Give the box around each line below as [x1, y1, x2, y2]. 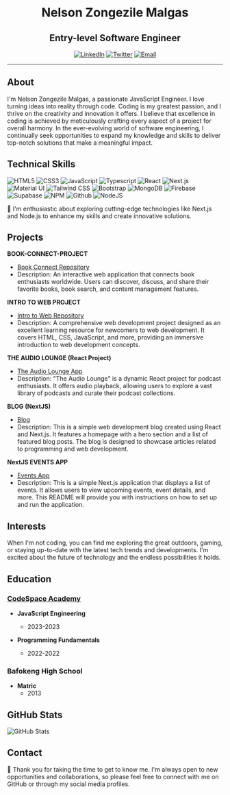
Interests [7, 520, 47, 532]
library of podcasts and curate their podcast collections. [16, 389, 176, 397]
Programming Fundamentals [16, 636, 101, 644]
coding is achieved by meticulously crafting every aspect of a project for [7, 117, 212, 125]
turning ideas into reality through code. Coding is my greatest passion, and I [7, 102, 221, 110]
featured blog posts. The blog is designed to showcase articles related [16, 438, 216, 446]
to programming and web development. [16, 444, 129, 453]
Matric [16, 682, 36, 690]
